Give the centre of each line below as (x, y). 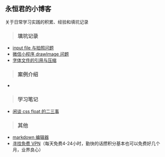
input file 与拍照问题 (33, 48)
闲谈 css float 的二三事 (35, 111)
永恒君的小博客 (28, 9)
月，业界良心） (28, 150)
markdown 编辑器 (30, 137)
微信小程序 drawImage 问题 (40, 54)
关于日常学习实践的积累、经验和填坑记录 (47, 22)
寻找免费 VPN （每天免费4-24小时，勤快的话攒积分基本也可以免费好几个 (86, 143)
